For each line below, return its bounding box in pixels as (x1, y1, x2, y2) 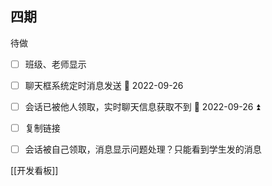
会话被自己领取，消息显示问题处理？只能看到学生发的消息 (24, 143, 262, 156)
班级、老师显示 (24, 58, 87, 70)
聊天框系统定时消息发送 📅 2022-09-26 (24, 79, 184, 91)
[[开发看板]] (10, 165, 59, 177)
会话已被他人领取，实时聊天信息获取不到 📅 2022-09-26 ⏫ (24, 100, 261, 112)
